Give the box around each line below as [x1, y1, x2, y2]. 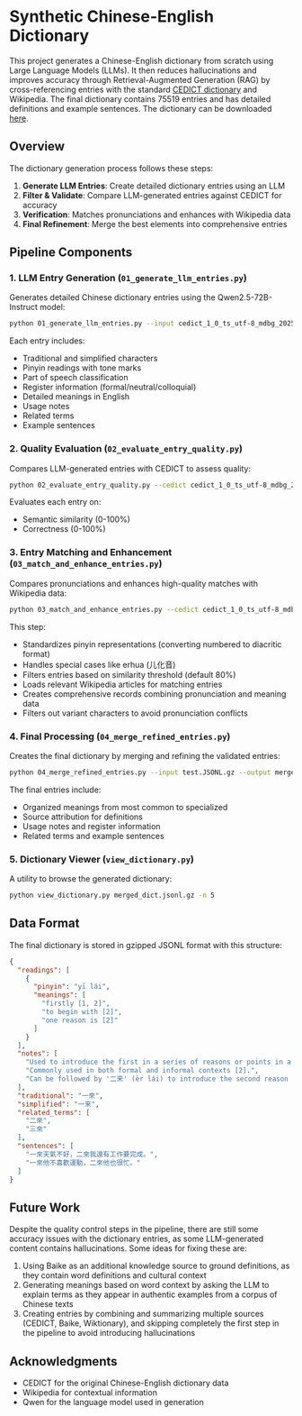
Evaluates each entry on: [9, 497, 102, 507]
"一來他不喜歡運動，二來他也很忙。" [25, 1158, 141, 1167]
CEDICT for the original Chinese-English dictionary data [22, 1377, 229, 1389]
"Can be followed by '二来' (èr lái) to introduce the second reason [25, 1074, 289, 1083]
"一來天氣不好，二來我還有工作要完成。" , [25, 1149, 159, 1159]
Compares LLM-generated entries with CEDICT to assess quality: [9, 462, 252, 474]
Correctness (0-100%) [22, 524, 106, 534]
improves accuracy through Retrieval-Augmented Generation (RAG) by [9, 74, 271, 85]
